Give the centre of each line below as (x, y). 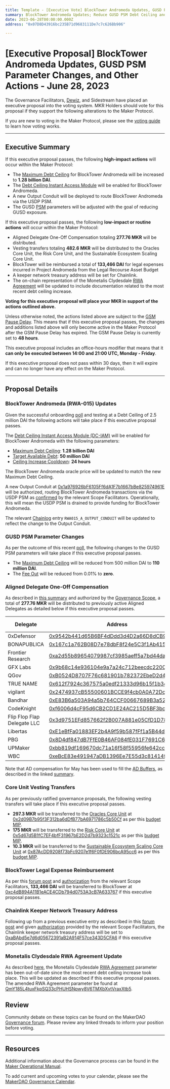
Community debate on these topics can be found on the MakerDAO (75, 1017)
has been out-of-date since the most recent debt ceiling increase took (78, 973)
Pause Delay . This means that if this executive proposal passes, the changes (85, 322)
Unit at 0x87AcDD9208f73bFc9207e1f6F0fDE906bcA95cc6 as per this (86, 851)
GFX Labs (19, 667)
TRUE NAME (23, 684)
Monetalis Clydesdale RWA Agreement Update (64, 956)
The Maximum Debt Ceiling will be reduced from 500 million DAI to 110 (86, 563)
